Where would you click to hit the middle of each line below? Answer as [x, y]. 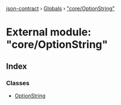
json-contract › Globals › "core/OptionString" [60, 9]
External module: [49, 32]
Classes [18, 83]
